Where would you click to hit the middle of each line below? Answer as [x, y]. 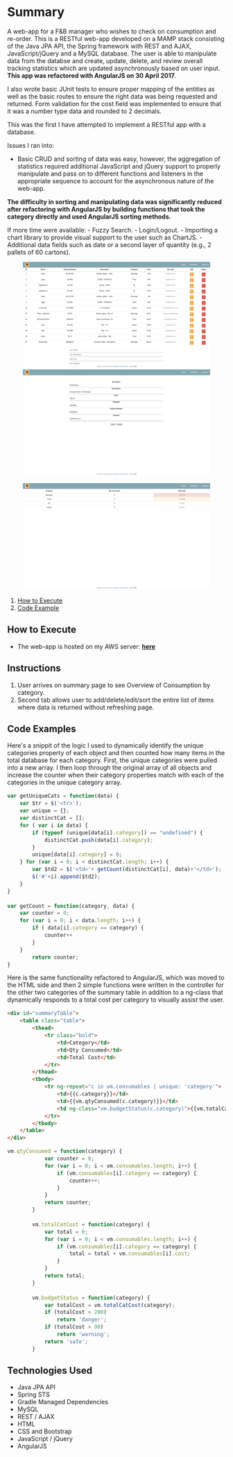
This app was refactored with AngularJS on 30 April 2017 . [92, 75]
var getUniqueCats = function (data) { [63, 796]
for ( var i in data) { [54, 825]
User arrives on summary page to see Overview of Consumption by [114, 685]
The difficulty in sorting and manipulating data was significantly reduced [114, 201]
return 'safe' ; [66, 1341]
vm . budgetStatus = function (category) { [91, 1298]
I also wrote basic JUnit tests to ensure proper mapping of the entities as [111, 89]
